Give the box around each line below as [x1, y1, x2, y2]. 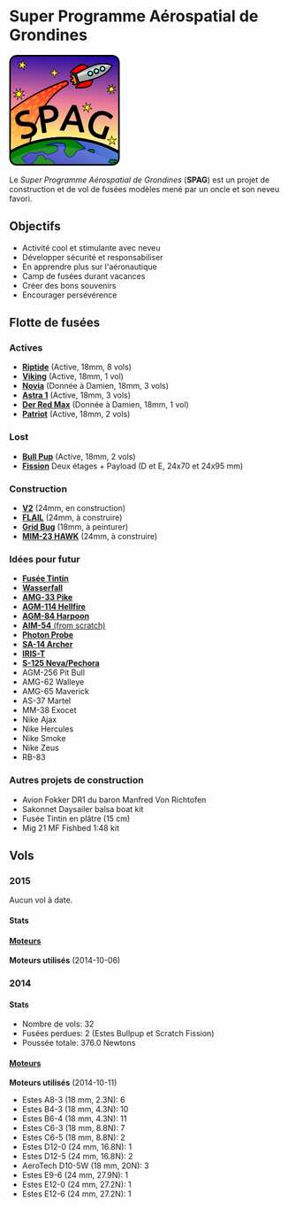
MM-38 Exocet [21, 705, 77, 716]
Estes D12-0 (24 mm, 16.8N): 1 [21, 1142, 133, 1152]
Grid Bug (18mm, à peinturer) [21, 522, 129, 532]
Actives [9, 342, 43, 354]
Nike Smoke [21, 733, 66, 744]
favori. [9, 193, 33, 204]
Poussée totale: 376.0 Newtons [21, 1038, 136, 1049]
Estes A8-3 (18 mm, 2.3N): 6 [21, 1095, 125, 1105]
